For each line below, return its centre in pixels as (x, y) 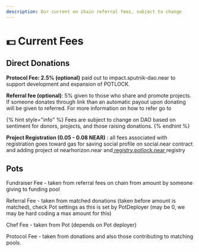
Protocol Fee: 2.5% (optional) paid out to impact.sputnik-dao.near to (91, 77)
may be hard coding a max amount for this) (59, 213)
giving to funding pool (33, 189)
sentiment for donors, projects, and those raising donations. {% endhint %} (98, 126)
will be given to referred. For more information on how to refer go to (89, 108)
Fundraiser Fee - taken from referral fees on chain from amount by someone (99, 183)
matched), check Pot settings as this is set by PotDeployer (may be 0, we (96, 207)
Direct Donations (38, 63)
